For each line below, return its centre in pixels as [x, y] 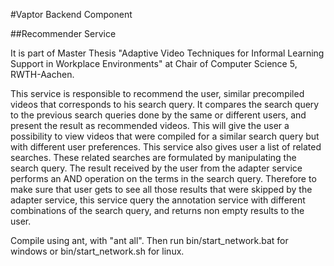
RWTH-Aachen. [42, 74]
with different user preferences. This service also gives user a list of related [166, 147]
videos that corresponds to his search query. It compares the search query [165, 104]
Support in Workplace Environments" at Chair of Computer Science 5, [154, 63]
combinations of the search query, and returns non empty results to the [157, 210]
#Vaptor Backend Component [71, 14]
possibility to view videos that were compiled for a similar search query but [165, 136]
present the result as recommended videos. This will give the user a [150, 125]
